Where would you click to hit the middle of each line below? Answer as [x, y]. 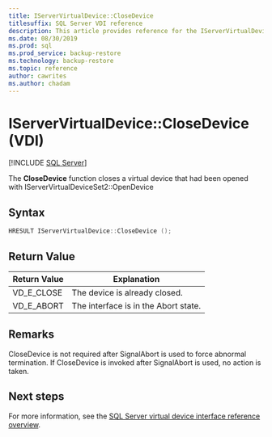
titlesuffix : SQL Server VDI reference [76, 23]
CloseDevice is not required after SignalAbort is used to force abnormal [127, 354]
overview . [25, 424]
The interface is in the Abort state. [136, 305]
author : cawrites [38, 76]
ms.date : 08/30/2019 [43, 38]
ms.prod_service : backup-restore [65, 53]
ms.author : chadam [39, 83]
